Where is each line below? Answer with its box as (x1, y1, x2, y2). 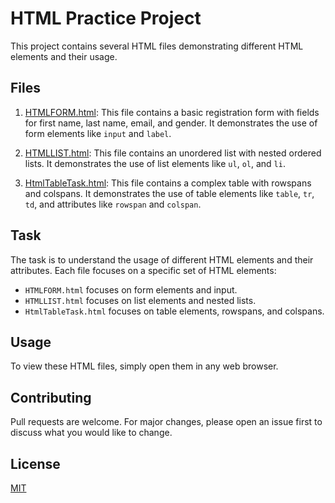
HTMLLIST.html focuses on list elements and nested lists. (24, 294, 257, 306)
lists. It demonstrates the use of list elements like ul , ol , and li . (24, 157, 286, 169)
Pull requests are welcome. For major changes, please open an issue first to (10, 416, 323, 428)
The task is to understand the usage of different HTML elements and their (10, 253, 314, 266)
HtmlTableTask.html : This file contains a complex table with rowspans (24, 177, 312, 189)
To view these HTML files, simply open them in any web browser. (10, 360, 279, 372)
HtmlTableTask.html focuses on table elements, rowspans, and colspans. (24, 305, 325, 317)
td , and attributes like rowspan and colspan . (24, 198, 202, 210)
